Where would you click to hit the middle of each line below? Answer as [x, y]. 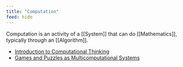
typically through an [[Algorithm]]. [47, 40]
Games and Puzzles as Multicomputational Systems [77, 58]
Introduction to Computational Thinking [62, 51]
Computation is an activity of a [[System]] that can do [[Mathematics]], [91, 33]
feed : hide [19, 17]
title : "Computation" [33, 11]
